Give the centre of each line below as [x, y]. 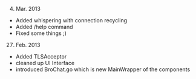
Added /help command [44, 27]
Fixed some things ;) [41, 33]
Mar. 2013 [28, 9]
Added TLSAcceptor [41, 56]
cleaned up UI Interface [45, 63]
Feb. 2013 [28, 45]
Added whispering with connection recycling [71, 20]
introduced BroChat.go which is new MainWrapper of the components [103, 69]
